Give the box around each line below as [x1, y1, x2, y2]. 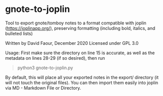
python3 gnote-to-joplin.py [17, 65, 73, 71]
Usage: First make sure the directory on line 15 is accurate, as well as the [5, 50, 155, 56]
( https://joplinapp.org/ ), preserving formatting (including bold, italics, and [5, 25, 156, 31]
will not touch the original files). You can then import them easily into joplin [5, 80, 159, 86]
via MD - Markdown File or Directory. [5, 85, 81, 91]
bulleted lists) [5, 30, 33, 36]
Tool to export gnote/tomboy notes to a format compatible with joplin [5, 20, 147, 26]
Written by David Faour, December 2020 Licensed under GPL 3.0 [5, 40, 139, 46]
